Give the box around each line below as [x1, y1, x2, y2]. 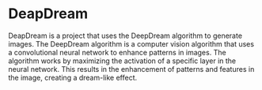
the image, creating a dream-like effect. [8, 73, 138, 82]
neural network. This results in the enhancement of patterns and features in [8, 64, 255, 73]
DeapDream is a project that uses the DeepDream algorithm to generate [8, 31, 243, 40]
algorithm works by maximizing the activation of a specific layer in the [8, 56, 237, 66]
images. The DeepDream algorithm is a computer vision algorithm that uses [8, 39, 255, 48]
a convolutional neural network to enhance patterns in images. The [8, 47, 227, 57]
